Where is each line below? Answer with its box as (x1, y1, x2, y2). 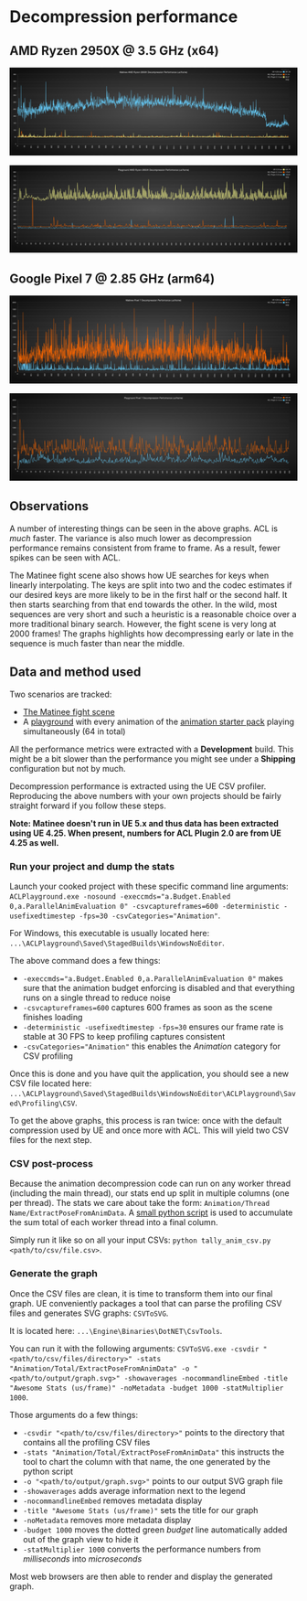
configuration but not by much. (9, 763, 126, 774)
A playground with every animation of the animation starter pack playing (22, 716, 295, 727)
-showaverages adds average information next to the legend (22, 1485, 246, 1496)
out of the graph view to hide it (22, 1533, 139, 1544)
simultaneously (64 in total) (22, 725, 126, 737)
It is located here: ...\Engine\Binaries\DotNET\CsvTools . (9, 1325, 223, 1336)
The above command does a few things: (9, 955, 162, 966)
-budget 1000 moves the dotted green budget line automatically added (22, 1524, 288, 1535)
